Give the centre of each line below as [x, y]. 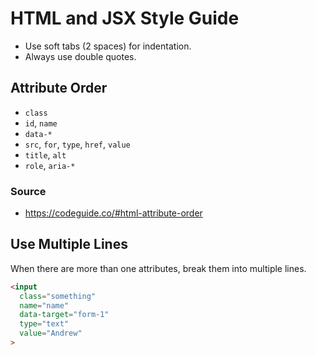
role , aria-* [50, 165]
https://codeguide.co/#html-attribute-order [113, 213]
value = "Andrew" [51, 333]
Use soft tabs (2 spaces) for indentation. [108, 46]
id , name [41, 123]
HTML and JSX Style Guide [125, 18]
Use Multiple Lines [69, 244]
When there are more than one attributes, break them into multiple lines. [158, 268]
